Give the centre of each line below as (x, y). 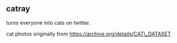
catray (18, 9)
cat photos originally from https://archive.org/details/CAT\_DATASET (88, 34)
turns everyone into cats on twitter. (48, 22)
